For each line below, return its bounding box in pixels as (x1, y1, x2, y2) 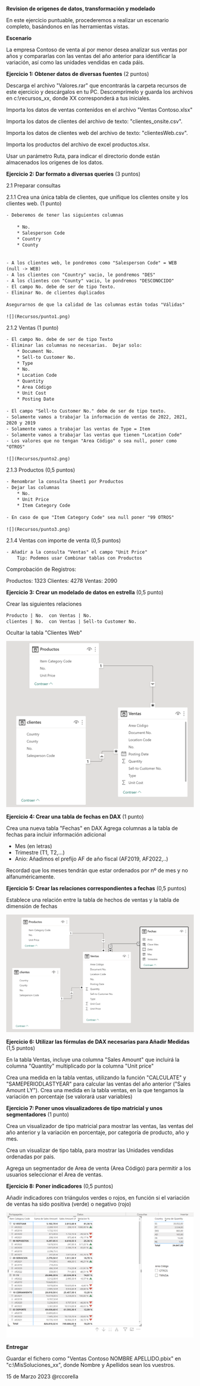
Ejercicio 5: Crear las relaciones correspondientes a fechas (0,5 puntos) (6, 884, 187, 892)
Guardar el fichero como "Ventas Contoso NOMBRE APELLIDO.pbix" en (6, 1355, 182, 1362)
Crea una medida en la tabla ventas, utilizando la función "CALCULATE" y (6, 1074, 186, 1081)
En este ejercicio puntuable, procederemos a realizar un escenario (6, 17, 169, 23)
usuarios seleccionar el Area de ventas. (6, 1171, 103, 1178)
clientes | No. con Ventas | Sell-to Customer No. (6, 619, 137, 625)
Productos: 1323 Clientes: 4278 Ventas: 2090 (6, 577, 118, 584)
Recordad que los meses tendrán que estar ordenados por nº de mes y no (6, 866, 189, 874)
